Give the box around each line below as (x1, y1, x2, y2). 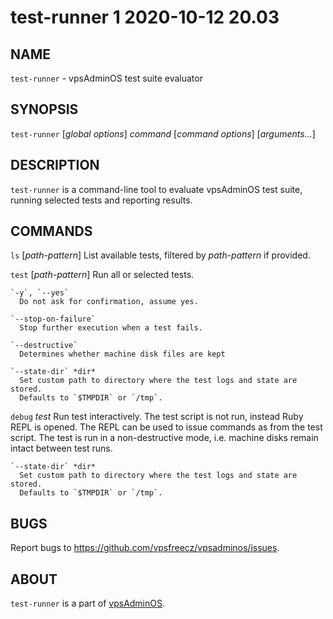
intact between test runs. (10, 442, 113, 455)
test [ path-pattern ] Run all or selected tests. (10, 269, 195, 281)
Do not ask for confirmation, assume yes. (19, 297, 199, 307)
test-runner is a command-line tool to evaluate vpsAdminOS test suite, (10, 183, 303, 195)
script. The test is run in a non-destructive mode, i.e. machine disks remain (10, 432, 319, 444)
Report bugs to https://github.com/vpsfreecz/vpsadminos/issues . (10, 542, 280, 554)
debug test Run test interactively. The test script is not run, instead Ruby (10, 411, 304, 423)
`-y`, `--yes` (10, 288, 70, 298)
